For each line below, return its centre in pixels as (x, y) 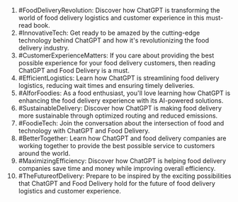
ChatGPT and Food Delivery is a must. (74, 71)
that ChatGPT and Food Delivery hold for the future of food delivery (117, 183)
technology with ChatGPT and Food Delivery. (84, 131)
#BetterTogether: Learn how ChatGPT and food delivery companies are (122, 138)
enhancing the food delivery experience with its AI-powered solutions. (121, 101)
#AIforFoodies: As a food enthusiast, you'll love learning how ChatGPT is (124, 93)
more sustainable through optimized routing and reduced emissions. (118, 116)
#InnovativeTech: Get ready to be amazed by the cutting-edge (109, 33)
